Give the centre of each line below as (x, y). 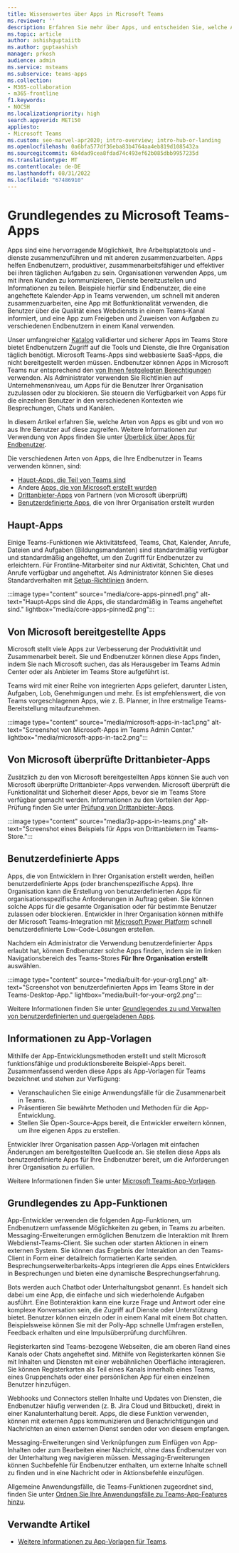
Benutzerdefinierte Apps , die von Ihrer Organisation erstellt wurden (116, 503)
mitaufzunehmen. (75, 708)
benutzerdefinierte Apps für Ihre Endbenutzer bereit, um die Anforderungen (118, 1159)
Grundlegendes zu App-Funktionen (88, 1203)
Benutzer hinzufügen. (39, 1384)
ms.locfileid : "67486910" (46, 180)
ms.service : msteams (38, 67)
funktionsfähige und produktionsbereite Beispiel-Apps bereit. (97, 1063)
